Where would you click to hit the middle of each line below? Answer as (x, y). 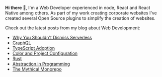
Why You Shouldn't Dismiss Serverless (52, 38)
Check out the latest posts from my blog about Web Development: (73, 28)
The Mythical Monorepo (37, 69)
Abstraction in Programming (41, 64)
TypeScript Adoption (34, 48)
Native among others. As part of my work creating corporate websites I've (81, 13)
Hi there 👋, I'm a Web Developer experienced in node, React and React (78, 8)
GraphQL (22, 43)
